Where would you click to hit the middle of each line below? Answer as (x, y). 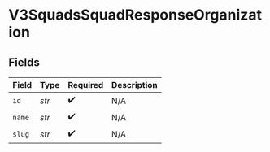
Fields (24, 62)
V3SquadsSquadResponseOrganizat (135, 15)
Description (135, 85)
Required (86, 85)
